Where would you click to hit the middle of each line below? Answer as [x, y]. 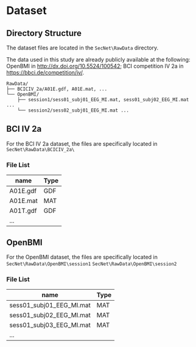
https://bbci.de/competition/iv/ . [45, 73]
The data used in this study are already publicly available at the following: [98, 59]
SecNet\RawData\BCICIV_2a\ [40, 149]
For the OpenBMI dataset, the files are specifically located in [82, 257]
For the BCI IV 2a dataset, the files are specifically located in [82, 143]
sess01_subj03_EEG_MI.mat [50, 325]
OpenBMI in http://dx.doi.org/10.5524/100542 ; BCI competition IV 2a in [95, 66]
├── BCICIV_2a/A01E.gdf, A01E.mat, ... [57, 89]
